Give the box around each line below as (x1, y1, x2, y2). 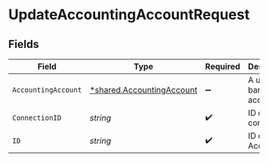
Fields (8, 38, 40, 51)
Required (204, 61, 241, 72)
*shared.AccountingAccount (89, 85, 198, 95)
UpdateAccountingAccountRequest (8, 6, 250, 24)
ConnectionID (12, 113, 62, 122)
